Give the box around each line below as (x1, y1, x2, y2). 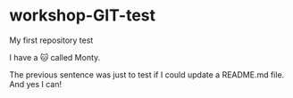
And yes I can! (9, 78, 63, 89)
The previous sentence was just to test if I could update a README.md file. (9, 69, 285, 80)
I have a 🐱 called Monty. (9, 52, 101, 62)
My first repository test (9, 35, 94, 45)
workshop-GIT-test (9, 5, 156, 26)
